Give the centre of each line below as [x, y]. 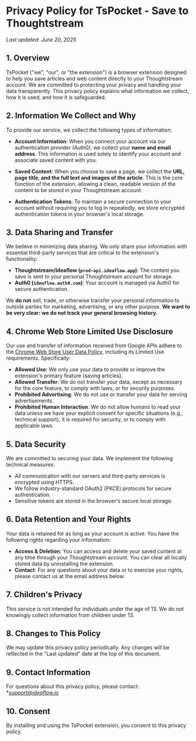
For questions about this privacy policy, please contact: [73, 686]
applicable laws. [34, 426]
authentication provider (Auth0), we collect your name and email [93, 147]
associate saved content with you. [56, 160]
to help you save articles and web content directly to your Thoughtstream [94, 78]
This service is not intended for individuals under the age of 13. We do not [95, 609]
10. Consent [28, 711]
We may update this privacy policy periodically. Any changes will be [88, 648]
